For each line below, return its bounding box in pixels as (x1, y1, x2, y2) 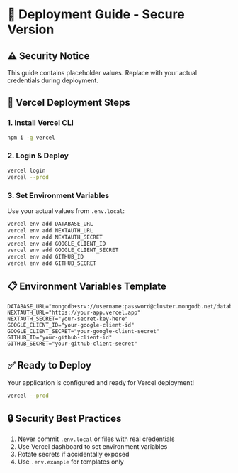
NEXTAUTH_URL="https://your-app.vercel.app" (7, 309, 141, 316)
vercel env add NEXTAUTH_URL (7, 227, 93, 234)
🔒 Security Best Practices (7, 412, 122, 425)
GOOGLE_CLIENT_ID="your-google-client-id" (7, 321, 135, 329)
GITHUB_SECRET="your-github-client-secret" (7, 340, 138, 347)
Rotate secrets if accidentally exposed (17, 450, 130, 459)
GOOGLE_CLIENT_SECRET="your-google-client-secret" (7, 327, 160, 335)
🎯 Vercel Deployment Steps (7, 97, 131, 109)
